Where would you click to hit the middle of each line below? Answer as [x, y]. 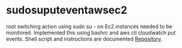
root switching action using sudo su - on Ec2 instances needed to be [89, 26]
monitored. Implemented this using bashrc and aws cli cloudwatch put [91, 32]
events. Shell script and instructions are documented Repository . [84, 39]
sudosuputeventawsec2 [67, 10]
